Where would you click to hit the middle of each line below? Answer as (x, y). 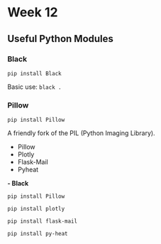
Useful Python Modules (60, 39)
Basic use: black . (34, 87)
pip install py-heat (38, 234)
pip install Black (34, 73)
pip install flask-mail (43, 221)
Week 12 (33, 12)
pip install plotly (36, 209)
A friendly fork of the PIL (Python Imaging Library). (81, 133)
